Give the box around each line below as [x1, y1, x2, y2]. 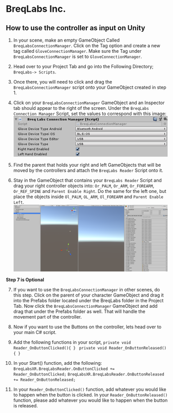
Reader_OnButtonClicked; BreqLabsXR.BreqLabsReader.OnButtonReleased [13, 371, 165, 377]
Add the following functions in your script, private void [13, 339, 131, 345]
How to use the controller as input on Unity [6, 24, 145, 32]
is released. [13, 402, 38, 408]
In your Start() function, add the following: [13, 360, 102, 366]
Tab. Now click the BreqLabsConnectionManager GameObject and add [13, 303, 158, 309]
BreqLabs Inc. [6, 3, 66, 15]
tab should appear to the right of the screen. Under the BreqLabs [13, 105, 149, 111]
